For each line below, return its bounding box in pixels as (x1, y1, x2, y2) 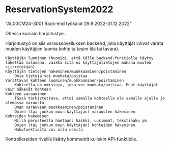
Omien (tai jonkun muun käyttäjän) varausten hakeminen (14, 109, 136, 114)
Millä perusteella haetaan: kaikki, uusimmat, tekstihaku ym (14, 118, 147, 123)
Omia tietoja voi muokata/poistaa (14, 73, 88, 79)
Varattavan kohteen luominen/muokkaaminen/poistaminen (5, 78, 124, 83)
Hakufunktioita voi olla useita (14, 127, 83, 132)
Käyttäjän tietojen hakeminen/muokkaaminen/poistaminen (5, 69, 126, 74)
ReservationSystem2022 (5, 4, 114, 15)
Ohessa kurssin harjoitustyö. (5, 30, 65, 36)
